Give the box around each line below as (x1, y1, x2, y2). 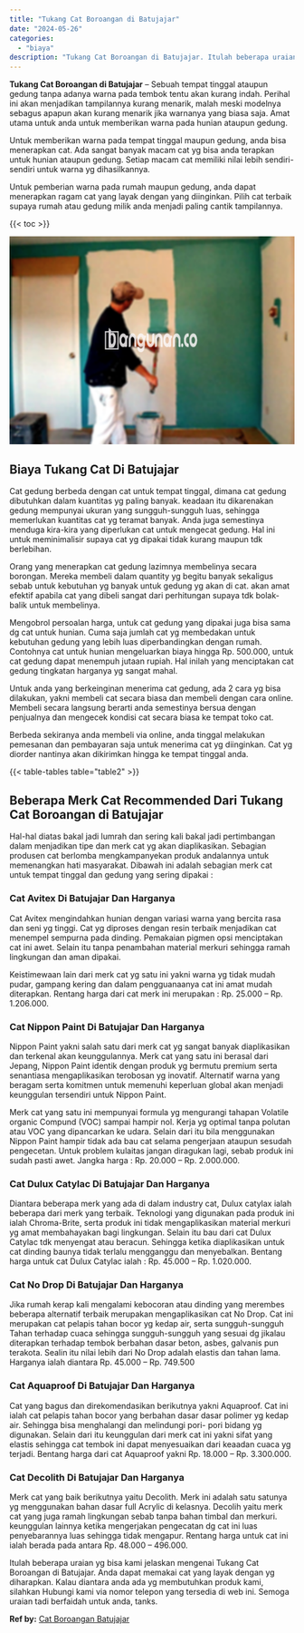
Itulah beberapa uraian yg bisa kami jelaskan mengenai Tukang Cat (9, 1558, 260, 1569)
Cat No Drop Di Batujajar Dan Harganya (9, 1278, 184, 1291)
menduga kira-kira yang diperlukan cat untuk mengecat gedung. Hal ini (9, 524, 276, 535)
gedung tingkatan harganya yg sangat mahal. (9, 666, 178, 676)
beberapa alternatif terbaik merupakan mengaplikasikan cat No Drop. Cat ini (9, 1308, 294, 1319)
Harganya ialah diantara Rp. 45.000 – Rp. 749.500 (9, 1356, 195, 1368)
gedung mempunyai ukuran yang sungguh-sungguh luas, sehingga (9, 505, 261, 516)
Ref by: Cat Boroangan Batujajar (9, 1614, 130, 1625)
